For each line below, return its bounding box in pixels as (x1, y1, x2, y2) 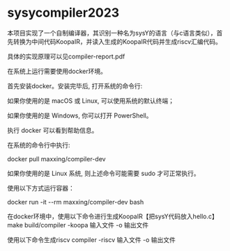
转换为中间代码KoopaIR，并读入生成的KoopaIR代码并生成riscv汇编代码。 (13, 37, 222, 46)
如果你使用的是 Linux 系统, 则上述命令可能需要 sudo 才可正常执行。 (7, 169, 200, 177)
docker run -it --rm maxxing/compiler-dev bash (7, 197, 144, 206)
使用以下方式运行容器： (7, 184, 75, 192)
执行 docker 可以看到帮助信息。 (7, 126, 98, 134)
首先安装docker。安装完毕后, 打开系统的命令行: (7, 81, 143, 90)
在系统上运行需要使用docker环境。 (7, 67, 107, 75)
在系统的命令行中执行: (7, 140, 71, 149)
